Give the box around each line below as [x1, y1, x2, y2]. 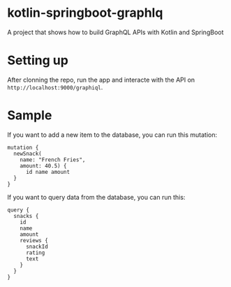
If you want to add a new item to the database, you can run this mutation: [7, 131, 218, 139]
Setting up [7, 52, 68, 68]
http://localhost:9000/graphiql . [7, 82, 103, 91]
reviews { [20, 237, 49, 244]
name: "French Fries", [20, 156, 86, 163]
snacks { [13, 212, 39, 219]
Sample [7, 108, 52, 124]
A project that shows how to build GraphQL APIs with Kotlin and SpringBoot [7, 28, 224, 36]
